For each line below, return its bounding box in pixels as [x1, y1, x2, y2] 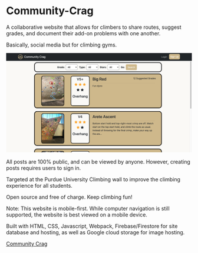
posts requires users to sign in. [6, 165, 81, 172]
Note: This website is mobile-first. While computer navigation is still [6, 205, 170, 212]
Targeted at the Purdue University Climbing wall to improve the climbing [6, 176, 181, 183]
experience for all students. [6, 182, 72, 189]
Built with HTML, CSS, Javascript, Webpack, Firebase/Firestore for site [6, 222, 178, 230]
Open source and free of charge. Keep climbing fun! [6, 194, 133, 201]
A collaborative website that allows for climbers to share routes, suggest [6, 24, 181, 31]
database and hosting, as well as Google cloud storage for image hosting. [6, 229, 185, 236]
